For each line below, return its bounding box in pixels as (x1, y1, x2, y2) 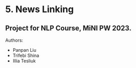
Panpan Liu (12, 47, 37, 53)
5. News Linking (5, 4, 74, 15)
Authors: (5, 37, 23, 43)
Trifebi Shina (12, 52, 40, 58)
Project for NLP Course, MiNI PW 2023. (5, 24, 132, 32)
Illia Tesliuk (12, 58, 36, 64)
